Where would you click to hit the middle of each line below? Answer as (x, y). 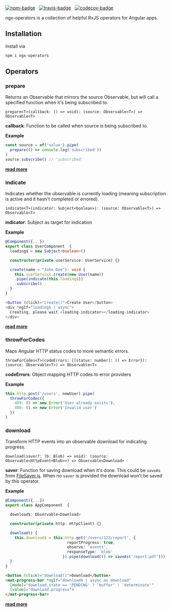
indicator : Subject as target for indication (49, 222)
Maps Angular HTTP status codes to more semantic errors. (67, 351)
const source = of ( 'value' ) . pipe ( (42, 145)
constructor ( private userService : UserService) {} (65, 260)
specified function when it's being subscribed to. (57, 103)
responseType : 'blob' (90, 552)
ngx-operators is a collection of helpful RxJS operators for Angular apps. (82, 18)
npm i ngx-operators (27, 55)
